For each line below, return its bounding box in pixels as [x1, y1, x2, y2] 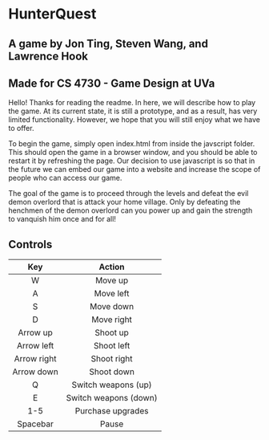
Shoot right [90, 353, 134, 365]
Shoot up [94, 327, 130, 338]
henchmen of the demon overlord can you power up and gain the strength [8, 206, 253, 215]
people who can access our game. [8, 173, 122, 183]
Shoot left [93, 340, 130, 352]
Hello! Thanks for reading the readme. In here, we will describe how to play [8, 98, 256, 108]
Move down [89, 301, 134, 312]
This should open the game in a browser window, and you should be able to [8, 148, 258, 157]
